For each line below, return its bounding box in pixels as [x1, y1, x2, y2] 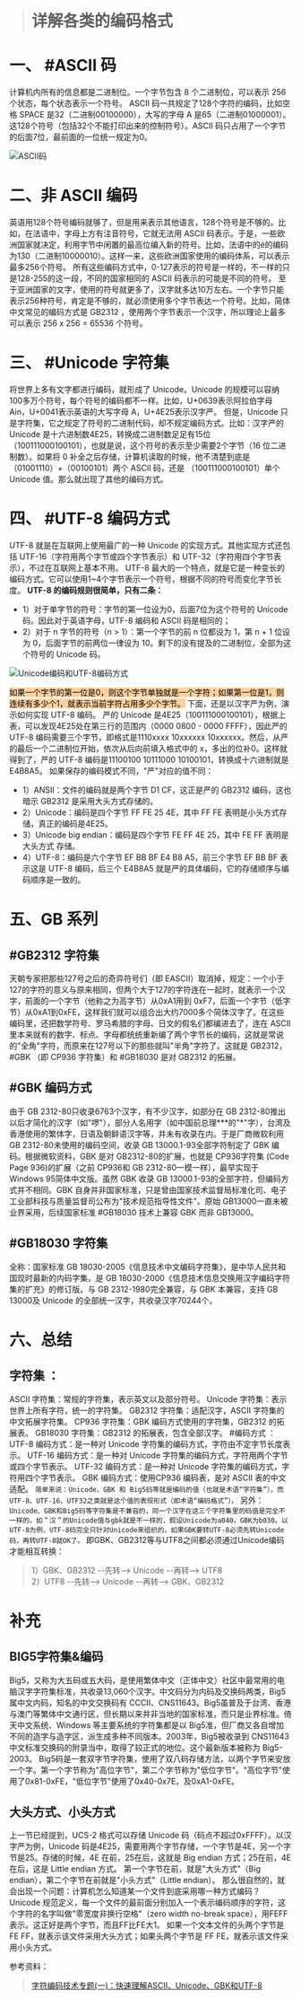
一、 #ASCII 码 [9, 56, 116, 75]
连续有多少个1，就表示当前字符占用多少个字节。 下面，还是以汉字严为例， [9, 697, 282, 708]
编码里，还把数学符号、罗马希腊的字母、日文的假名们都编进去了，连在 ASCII [9, 1018, 291, 1029]
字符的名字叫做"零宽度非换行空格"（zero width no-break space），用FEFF [16, 1908, 288, 1919]
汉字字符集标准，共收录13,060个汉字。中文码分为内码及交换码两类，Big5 [16, 1686, 287, 1697]
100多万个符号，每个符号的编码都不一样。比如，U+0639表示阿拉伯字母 [9, 395, 273, 406]
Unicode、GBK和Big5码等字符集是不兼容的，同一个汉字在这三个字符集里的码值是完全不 [9, 1506, 286, 1515]
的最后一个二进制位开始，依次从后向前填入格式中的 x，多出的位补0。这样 [9, 742, 280, 753]
